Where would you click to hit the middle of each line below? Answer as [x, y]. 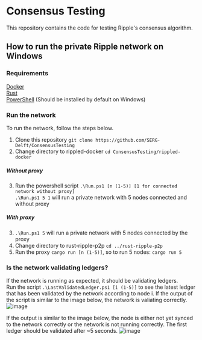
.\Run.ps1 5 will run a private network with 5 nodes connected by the [101, 233]
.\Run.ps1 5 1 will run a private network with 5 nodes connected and [101, 197]
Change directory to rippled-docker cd [62, 151]
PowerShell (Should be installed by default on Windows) [76, 99]
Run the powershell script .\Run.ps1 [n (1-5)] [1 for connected [96, 186]
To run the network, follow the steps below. [60, 128]
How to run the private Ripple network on [85, 47]
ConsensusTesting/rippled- [147, 152]
